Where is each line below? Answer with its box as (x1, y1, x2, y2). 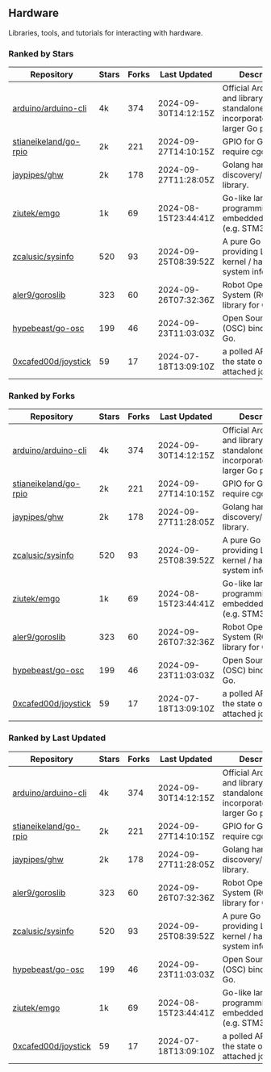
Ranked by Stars (8, 48, 74, 59)
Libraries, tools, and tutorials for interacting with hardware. (8, 27, 203, 37)
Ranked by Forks (8, 391, 75, 402)
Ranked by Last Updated (8, 732, 106, 743)
